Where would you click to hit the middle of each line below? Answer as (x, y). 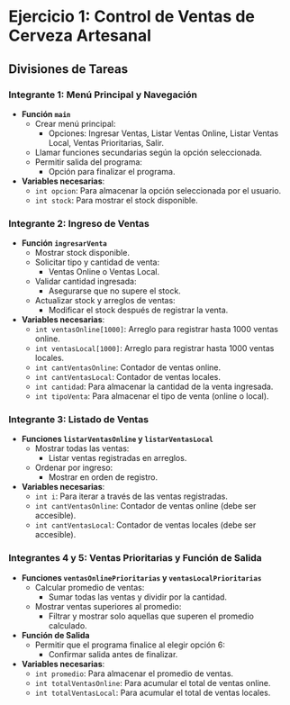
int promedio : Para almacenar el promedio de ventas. (134, 673)
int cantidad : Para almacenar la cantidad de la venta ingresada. (154, 387)
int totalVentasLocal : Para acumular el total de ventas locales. (153, 692)
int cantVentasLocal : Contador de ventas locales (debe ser (145, 525)
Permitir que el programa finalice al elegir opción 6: (130, 645)
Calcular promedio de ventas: (90, 587)
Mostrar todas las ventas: (82, 448)
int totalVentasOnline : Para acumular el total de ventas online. (153, 682)
